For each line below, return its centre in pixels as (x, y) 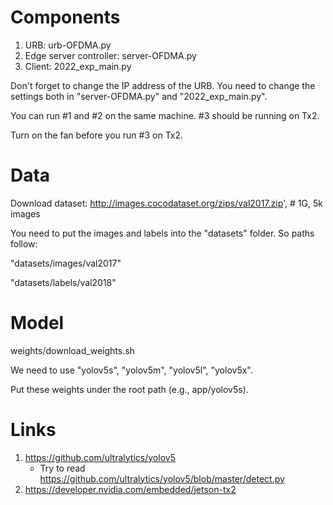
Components (65, 17)
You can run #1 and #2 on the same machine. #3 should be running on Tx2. (165, 115)
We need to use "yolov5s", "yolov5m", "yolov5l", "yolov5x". (131, 370)
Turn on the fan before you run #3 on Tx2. (97, 135)
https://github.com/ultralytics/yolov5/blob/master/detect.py (162, 478)
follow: (24, 243)
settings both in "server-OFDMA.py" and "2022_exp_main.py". (139, 96)
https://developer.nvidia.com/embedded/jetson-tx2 (130, 489)
